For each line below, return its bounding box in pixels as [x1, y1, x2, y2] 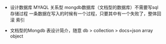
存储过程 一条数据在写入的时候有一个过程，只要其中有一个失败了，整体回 [10, 10, 161, 16]
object [10, 33, 24, 39]
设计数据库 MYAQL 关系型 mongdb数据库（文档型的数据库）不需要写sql [10, 4, 158, 10]
